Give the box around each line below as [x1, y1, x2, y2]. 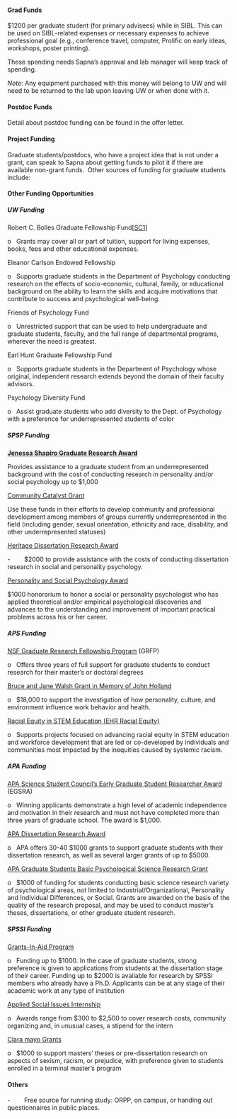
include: [7, 173, 31, 181]
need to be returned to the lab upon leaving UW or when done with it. [7, 86, 210, 95]
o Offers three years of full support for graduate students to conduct [7, 660, 210, 669]
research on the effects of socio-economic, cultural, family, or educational [7, 280, 224, 288]
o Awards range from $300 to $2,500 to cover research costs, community [7, 1014, 226, 1023]
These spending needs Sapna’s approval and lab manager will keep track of [7, 57, 229, 67]
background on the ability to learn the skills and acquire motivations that [7, 287, 218, 296]
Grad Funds [7, 6, 42, 14]
